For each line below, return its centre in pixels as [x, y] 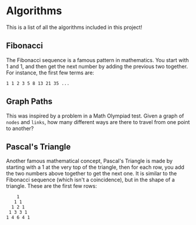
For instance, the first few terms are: [50, 73]
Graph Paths [29, 102]
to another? [20, 128]
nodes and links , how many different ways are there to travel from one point [98, 122]
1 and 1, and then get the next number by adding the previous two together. [97, 66]
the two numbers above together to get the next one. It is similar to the [92, 174]
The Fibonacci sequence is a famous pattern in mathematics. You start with [98, 60]
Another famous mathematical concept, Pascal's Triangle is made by [89, 161]
